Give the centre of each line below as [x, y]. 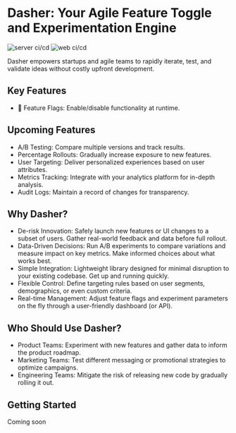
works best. [35, 261]
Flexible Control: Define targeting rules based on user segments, [111, 283]
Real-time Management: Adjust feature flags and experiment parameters [123, 298]
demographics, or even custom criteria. [75, 291]
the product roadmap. [49, 353]
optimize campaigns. [48, 367]
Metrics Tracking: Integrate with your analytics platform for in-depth [116, 177]
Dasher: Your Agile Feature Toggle [110, 13]
